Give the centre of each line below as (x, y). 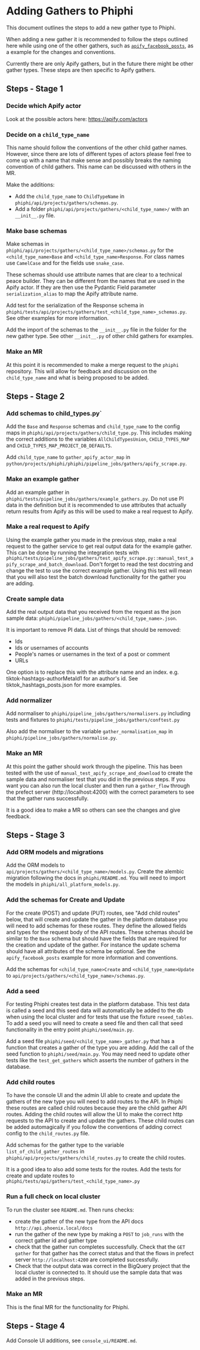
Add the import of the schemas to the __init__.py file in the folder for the (96, 330)
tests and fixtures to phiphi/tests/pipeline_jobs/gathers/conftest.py (93, 720)
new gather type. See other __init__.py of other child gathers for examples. (100, 336)
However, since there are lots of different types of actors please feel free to (99, 153)
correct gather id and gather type (56, 1240)
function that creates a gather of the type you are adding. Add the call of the (100, 1047)
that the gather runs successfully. (47, 798)
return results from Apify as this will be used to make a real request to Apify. (100, 511)
